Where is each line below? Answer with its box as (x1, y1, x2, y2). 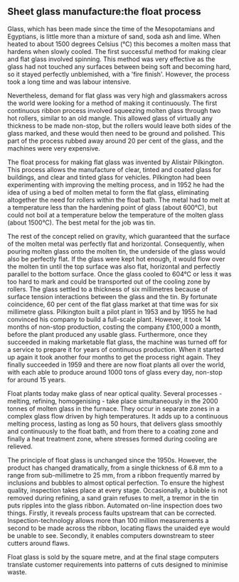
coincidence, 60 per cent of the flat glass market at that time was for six (7, 300, 218, 308)
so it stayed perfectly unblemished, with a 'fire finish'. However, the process (7, 70, 230, 78)
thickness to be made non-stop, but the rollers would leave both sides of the (7, 121, 231, 130)
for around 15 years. (7, 375, 66, 384)
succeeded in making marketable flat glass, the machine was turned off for (7, 338, 228, 346)
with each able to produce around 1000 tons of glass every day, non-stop (7, 367, 223, 376)
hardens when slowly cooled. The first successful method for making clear (7, 47, 227, 55)
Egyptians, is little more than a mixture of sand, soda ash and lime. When (7, 32, 221, 41)
